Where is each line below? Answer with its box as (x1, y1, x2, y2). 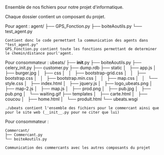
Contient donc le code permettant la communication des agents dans (5, 38, 148, 43)
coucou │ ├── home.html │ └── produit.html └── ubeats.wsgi (5, 96, 138, 102)
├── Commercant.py (5, 132, 43, 137)
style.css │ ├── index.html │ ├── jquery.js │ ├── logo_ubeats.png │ (5, 81, 153, 86)
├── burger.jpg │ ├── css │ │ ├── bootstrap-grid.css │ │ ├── (5, 70, 146, 76)
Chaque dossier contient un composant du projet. (5, 14, 106, 19)
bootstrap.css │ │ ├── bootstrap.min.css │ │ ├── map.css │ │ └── (5, 75, 158, 81)
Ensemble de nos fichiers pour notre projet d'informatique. (5, 4, 124, 10)
